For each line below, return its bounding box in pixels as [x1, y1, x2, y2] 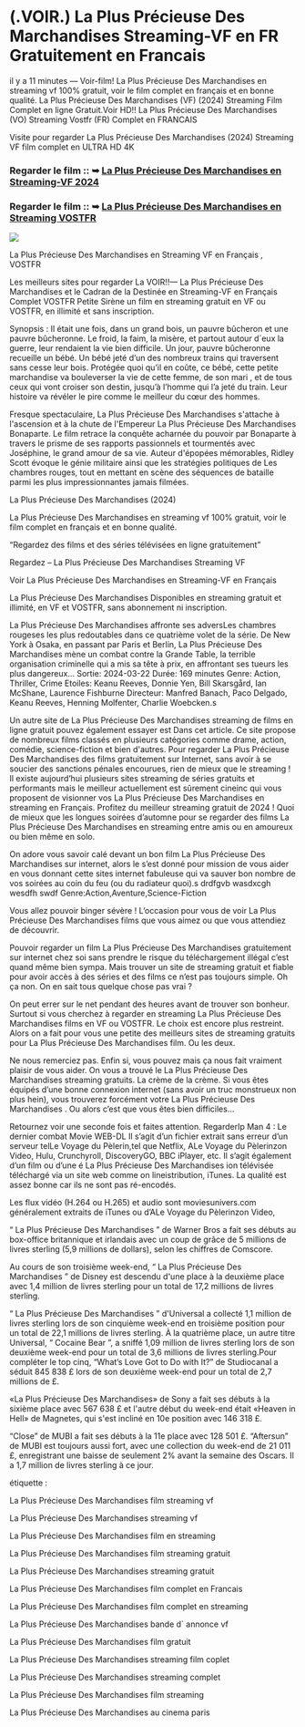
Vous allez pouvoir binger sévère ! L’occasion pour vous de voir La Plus [9, 905, 277, 916]
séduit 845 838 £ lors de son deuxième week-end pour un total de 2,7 [9, 1366, 272, 1378]
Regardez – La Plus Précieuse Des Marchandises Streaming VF [9, 557, 246, 568]
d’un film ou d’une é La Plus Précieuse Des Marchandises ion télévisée [9, 1160, 274, 1171]
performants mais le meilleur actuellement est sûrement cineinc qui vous [9, 782, 282, 794]
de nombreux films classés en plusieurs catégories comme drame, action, [9, 734, 287, 745]
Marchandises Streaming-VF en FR [9, 26, 280, 47]
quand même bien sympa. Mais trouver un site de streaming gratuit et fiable [9, 962, 294, 973]
